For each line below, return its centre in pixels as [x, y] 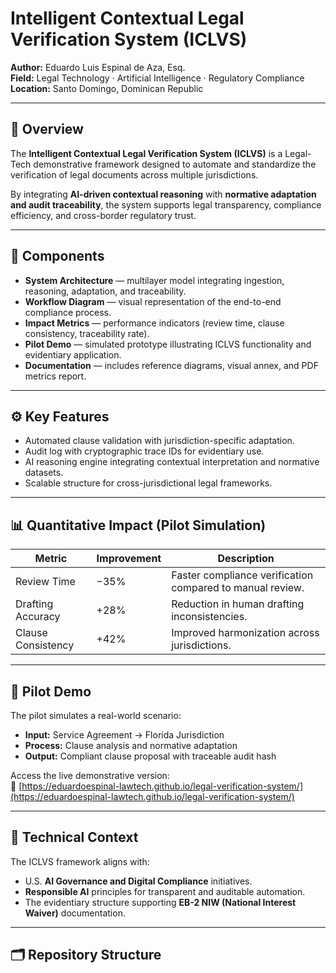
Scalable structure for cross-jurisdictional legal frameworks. [148, 483]
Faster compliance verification [242, 575]
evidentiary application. [73, 354]
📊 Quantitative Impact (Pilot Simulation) [138, 525]
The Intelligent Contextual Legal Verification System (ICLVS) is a [146, 153]
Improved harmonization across [245, 633]
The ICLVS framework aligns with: [80, 861]
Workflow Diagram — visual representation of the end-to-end [153, 301]
